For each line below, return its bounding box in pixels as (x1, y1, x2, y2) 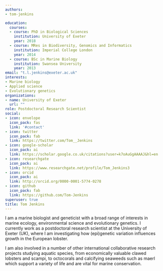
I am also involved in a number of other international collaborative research (5, 245, 156, 251)
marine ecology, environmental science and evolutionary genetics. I (5, 220, 141, 226)
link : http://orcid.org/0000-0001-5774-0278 (9, 179, 102, 184)
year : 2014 (14, 52, 36, 57)
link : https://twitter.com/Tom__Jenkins (9, 138, 93, 143)
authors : (5, 7, 23, 12)
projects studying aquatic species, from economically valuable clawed (5, 251, 146, 256)
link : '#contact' (9, 125, 45, 130)
